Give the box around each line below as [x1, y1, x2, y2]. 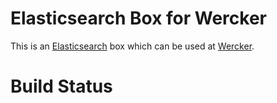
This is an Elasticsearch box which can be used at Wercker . [10, 40, 255, 52]
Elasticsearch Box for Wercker [10, 7, 267, 30]
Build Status [10, 75, 113, 98]
